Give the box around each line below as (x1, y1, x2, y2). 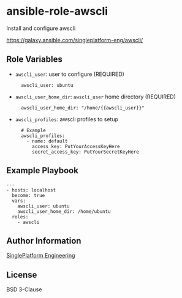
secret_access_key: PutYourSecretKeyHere (31, 149, 139, 155)
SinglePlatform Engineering (6, 252, 75, 259)
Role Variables (6, 54, 63, 65)
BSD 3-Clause (6, 286, 42, 293)
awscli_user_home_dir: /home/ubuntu (17, 208, 112, 215)
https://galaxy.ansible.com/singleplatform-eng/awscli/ (6, 36, 143, 43)
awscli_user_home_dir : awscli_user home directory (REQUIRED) (15, 93, 176, 100)
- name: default (26, 138, 68, 144)
